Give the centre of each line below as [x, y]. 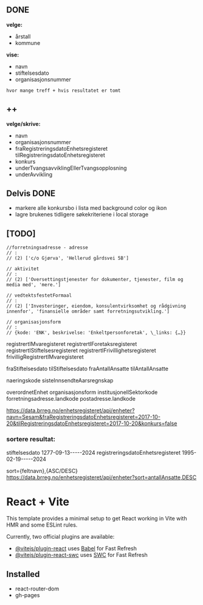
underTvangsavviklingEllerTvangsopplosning [71, 168]
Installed [23, 574]
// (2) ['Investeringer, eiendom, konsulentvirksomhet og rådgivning [96, 306]
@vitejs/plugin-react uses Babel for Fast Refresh [76, 548]
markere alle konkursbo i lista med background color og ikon [91, 208]
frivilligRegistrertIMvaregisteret [45, 357]
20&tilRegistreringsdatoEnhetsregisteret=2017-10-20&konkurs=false [92, 423]
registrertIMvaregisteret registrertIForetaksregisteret [72, 344]
